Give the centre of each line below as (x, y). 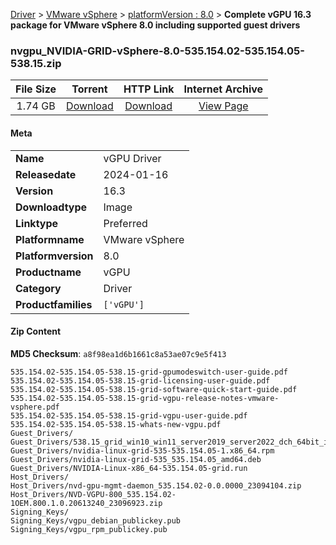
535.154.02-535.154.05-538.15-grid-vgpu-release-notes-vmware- (145, 398)
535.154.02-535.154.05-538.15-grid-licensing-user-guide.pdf (140, 380)
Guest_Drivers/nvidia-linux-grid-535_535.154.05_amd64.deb (136, 459)
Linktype (37, 223)
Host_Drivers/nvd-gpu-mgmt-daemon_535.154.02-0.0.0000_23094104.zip (156, 485)
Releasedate (46, 174)
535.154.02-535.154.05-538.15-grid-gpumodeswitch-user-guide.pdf (149, 372)
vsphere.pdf (35, 407)
